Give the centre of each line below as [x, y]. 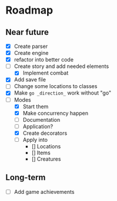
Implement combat [46, 73]
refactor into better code [44, 60]
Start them [36, 106]
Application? [38, 126]
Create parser [31, 46]
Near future [27, 32]
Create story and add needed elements [61, 66]
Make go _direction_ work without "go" [63, 93]
